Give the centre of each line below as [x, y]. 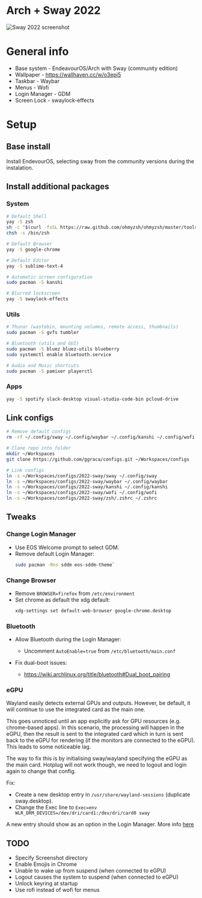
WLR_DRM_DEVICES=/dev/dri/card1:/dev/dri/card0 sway [82, 813]
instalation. [20, 168]
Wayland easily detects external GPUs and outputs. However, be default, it [98, 703]
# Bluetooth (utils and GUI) [43, 344]
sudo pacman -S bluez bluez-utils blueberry [63, 349]
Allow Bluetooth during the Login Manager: [68, 639]
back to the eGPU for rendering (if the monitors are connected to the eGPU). [101, 740]
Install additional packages [58, 187]
